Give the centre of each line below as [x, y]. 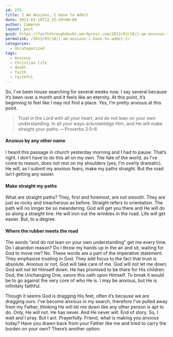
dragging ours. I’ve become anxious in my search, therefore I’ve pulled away [86, 301]
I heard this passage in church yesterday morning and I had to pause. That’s [86, 152]
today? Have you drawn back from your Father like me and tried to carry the [86, 323]
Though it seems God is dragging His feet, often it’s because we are [77, 296]
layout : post [19, 29]
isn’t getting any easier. [30, 174]
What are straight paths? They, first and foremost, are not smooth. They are [85, 197]
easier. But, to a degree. [31, 219]
